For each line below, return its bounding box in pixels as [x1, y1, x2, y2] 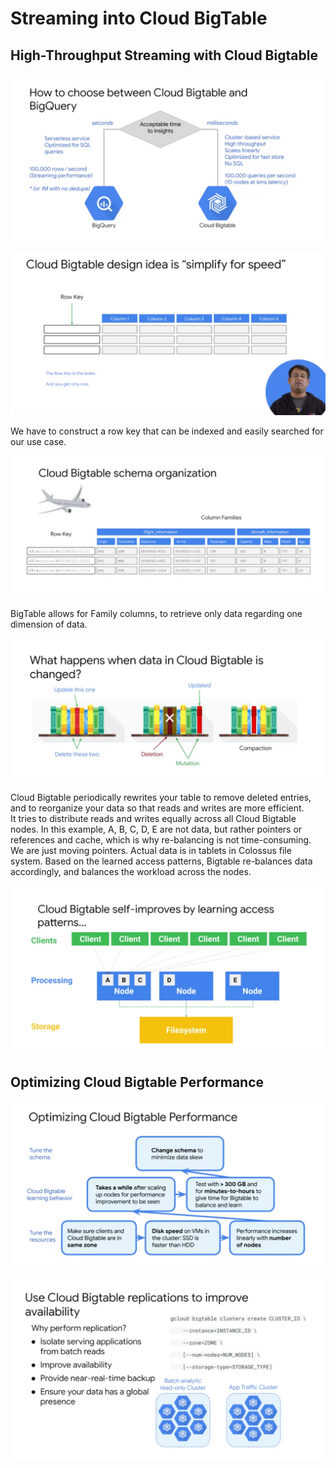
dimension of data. [10, 618, 88, 630]
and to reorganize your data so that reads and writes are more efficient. [10, 802, 305, 814]
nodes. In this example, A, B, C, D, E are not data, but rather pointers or [10, 823, 303, 836]
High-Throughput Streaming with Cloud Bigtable [10, 47, 318, 64]
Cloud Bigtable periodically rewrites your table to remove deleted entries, [10, 792, 312, 804]
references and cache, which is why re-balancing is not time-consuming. [10, 834, 312, 846]
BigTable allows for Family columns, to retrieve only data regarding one [10, 608, 303, 619]
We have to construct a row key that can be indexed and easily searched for [10, 425, 324, 437]
